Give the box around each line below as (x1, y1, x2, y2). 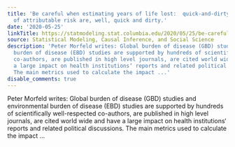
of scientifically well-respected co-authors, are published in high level (7, 109, 208, 118)
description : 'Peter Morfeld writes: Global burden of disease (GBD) (7, 43, 215, 50)
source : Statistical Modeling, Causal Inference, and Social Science (7, 36, 215, 43)
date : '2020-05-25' (7, 23, 64, 30)
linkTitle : (7, 29, 39, 37)
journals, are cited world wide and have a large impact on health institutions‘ (7, 117, 227, 125)
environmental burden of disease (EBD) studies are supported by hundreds (7, 102, 224, 111)
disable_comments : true (7, 75, 77, 83)
